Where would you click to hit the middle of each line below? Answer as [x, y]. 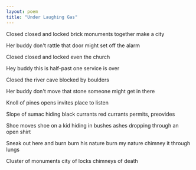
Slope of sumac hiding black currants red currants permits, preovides [91, 114]
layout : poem [22, 12]
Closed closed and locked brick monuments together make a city [85, 34]
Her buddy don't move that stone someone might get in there [81, 91]
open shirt [19, 132]
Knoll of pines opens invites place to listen [58, 102]
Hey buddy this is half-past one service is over [63, 68]
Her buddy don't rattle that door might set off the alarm [73, 45]
